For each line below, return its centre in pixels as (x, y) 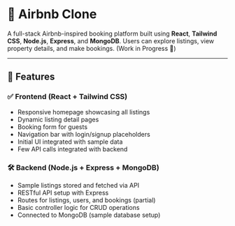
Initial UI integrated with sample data (70, 142)
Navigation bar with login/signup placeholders (84, 134)
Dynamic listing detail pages (58, 119)
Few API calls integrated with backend (72, 149)
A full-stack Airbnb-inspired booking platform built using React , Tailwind (112, 33)
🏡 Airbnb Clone (52, 14)
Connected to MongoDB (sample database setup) (89, 215)
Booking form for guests (52, 127)
